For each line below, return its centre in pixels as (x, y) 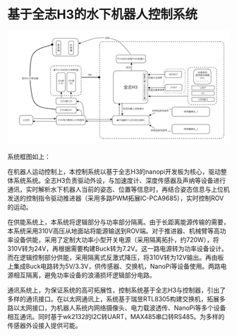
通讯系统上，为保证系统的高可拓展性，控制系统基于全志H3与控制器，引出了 (117, 290)
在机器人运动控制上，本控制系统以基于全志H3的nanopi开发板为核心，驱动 (114, 172)
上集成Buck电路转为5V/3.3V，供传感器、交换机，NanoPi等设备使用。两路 (114, 267)
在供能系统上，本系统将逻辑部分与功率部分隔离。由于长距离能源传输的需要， (119, 222)
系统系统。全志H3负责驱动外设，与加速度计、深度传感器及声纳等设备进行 (120, 180)
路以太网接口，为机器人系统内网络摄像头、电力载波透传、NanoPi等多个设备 (117, 308)
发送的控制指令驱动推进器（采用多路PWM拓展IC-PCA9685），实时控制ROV (116, 198)
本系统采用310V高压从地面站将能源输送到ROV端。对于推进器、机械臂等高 (114, 231)
